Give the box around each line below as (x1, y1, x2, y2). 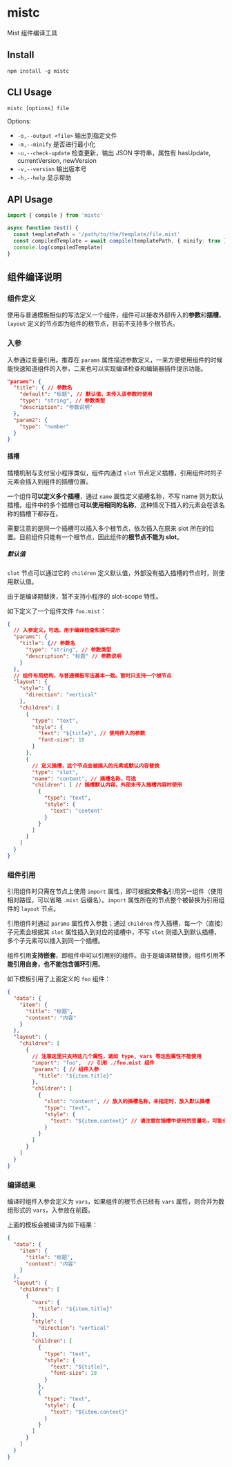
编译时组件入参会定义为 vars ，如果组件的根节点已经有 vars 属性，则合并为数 (7, 1197, 225, 1205)
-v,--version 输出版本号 (17, 164, 87, 173)
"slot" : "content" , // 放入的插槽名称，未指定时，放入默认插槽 (43, 1098, 211, 1105)
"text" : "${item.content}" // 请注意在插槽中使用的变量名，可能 (50, 1117, 223, 1124)
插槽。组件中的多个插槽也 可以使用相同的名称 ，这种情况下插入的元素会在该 (7, 500, 219, 509)
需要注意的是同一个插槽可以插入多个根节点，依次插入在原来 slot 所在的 (7, 524, 209, 532)
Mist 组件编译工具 (7, 28, 57, 37)
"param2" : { (13, 416, 48, 423)
